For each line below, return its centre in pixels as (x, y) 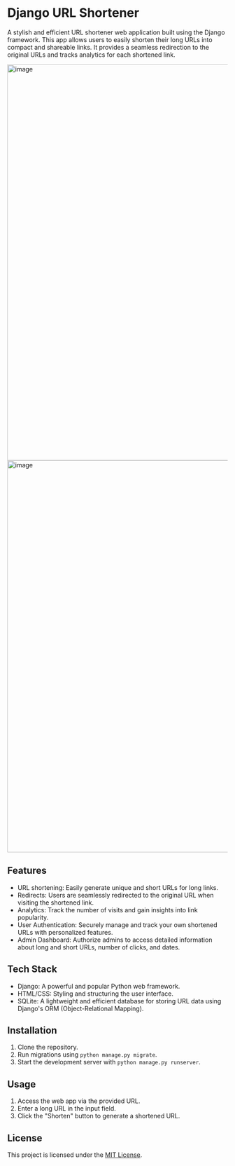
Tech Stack (32, 969)
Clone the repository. (48, 1047)
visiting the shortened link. (56, 903)
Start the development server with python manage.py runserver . (109, 1062)
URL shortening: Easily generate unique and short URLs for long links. (118, 887)
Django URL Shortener (73, 13)
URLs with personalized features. (65, 932)
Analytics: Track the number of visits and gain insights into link (107, 910)
